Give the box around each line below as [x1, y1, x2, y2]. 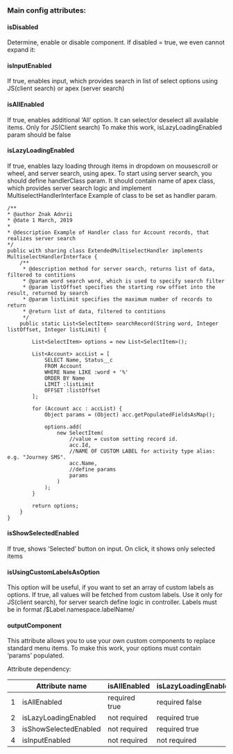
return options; [32, 502, 79, 509]
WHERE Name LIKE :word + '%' [44, 369, 129, 376]
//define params [69, 466, 116, 473]
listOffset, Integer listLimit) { [7, 326, 107, 333]
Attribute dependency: [7, 665, 71, 673]
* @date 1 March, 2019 [7, 217, 73, 224]
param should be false [7, 131, 71, 139]
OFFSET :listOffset [44, 387, 101, 394]
